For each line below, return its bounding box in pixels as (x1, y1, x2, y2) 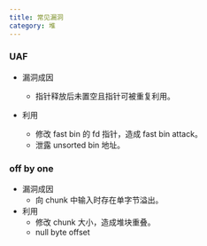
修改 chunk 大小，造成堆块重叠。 (34, 217, 156, 227)
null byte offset (34, 227, 90, 238)
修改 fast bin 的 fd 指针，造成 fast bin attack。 (34, 128, 203, 139)
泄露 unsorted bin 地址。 (34, 139, 126, 150)
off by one (9, 162, 54, 174)
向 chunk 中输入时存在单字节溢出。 (34, 194, 164, 205)
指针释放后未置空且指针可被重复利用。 (34, 91, 175, 101)
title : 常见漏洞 (9, 12, 64, 22)
